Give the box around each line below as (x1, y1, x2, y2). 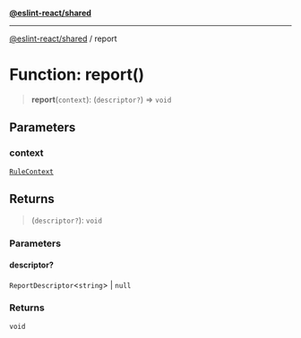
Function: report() (9, 64, 145, 85)
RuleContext (9, 167, 54, 176)
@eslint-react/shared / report (9, 33, 118, 44)
